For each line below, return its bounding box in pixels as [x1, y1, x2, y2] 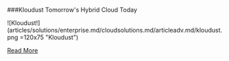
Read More [7, 47, 38, 54]
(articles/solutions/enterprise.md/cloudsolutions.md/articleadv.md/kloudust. [7, 26, 223, 34]
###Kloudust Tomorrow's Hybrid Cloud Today [7, 6, 137, 14]
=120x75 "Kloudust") [19, 33, 79, 41]
